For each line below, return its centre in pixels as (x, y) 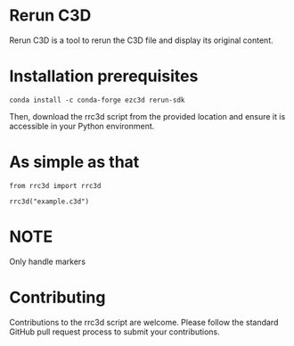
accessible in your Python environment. (82, 126)
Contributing (57, 297)
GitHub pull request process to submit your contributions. (114, 332)
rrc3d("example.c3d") (49, 202)
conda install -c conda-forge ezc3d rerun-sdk (97, 100)
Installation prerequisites (104, 76)
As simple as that (74, 162)
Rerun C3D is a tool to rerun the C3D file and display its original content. (141, 40)
